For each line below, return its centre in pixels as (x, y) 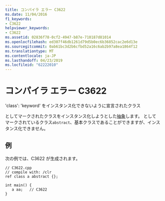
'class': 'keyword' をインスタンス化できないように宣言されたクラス (73, 106)
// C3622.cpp (18, 168)
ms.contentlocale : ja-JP (31, 56)
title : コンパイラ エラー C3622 (35, 10)
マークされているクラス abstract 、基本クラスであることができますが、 (76, 122)
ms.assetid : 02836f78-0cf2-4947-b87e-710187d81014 (58, 38)
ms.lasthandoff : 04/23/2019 (34, 60)
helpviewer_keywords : (27, 28)
